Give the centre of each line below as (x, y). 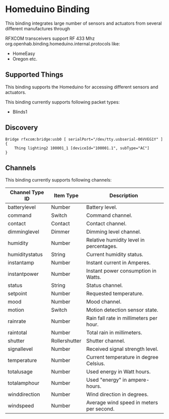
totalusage (20, 372)
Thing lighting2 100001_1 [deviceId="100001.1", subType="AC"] (82, 148)
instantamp (21, 263)
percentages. (102, 247)
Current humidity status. (115, 255)
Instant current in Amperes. (118, 263)
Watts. (94, 277)
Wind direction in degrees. (117, 394)
